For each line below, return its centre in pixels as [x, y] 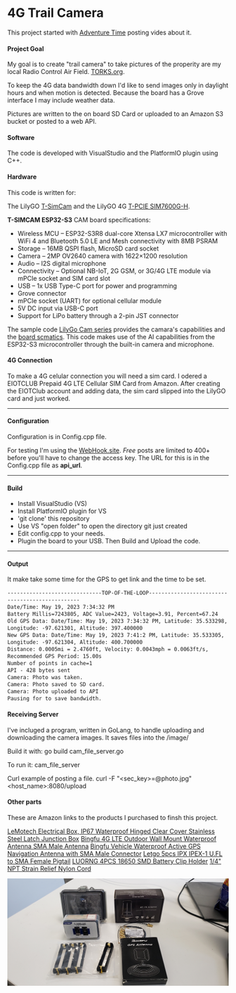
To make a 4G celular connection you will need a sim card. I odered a [107, 376]
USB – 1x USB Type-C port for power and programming [97, 286]
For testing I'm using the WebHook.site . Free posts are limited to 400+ [109, 450]
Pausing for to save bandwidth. [54, 699]
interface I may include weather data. [61, 101]
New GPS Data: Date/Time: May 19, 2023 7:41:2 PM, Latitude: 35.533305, [116, 635]
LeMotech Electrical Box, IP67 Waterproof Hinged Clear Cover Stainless [111, 831]
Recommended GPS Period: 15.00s [54, 657]
